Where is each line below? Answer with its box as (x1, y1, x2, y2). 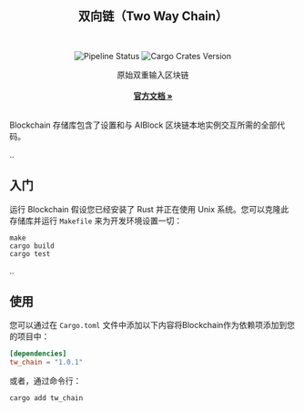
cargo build (9, 241, 55, 251)
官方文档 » (133, 90, 173, 101)
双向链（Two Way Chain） (77, 8, 228, 25)
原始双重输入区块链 (117, 69, 189, 80)
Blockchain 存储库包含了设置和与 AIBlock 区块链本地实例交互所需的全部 (9, 119, 278, 130)
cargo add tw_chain (9, 394, 84, 403)
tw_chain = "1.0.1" (9, 358, 84, 367)
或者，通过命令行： (9, 376, 82, 386)
